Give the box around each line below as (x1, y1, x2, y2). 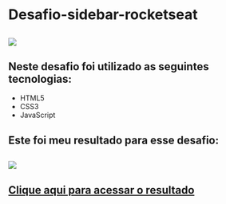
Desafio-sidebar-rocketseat (8, 6, 198, 24)
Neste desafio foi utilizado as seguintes (8, 60, 209, 73)
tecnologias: (8, 72, 72, 85)
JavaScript (19, 110, 56, 120)
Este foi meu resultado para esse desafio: (8, 133, 220, 147)
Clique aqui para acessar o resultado (8, 183, 195, 197)
